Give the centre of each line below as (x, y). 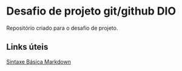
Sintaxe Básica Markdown (39, 61)
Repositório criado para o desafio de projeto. (62, 28)
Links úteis (27, 47)
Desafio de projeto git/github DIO (91, 11)
